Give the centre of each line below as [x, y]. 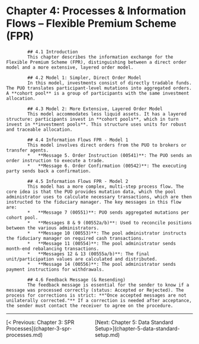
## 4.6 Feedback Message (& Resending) [77, 279]
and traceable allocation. [39, 129]
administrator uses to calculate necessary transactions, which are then [99, 197]
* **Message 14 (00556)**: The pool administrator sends [102, 264]
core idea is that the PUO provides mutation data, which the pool [91, 192]
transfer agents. [28, 150]
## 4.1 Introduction [53, 52]
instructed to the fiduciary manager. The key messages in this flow [94, 202]
